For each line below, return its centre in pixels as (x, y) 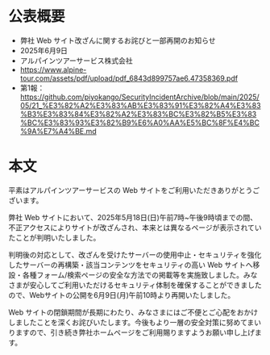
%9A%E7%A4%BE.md (58, 131)
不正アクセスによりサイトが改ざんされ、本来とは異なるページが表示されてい (135, 228)
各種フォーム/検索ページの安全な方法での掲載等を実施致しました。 (133, 274)
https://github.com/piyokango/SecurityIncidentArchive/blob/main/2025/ (139, 97)
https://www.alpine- (53, 69)
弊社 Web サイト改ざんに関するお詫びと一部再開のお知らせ (118, 40)
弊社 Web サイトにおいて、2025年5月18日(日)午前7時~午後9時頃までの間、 (133, 217)
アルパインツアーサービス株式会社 (76, 61)
